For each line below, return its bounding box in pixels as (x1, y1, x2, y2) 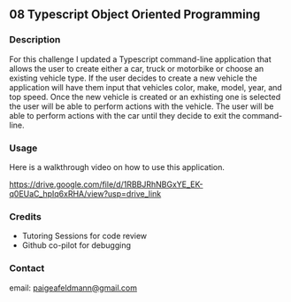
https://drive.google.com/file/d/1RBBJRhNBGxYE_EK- (9, 179, 203, 190)
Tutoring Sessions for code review (21, 230, 148, 242)
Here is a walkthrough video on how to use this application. (9, 161, 226, 172)
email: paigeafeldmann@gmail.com (9, 283, 138, 293)
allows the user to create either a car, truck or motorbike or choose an (9, 63, 264, 74)
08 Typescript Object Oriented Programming (9, 7, 261, 22)
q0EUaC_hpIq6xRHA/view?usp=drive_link (9, 188, 162, 198)
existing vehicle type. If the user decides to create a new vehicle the (9, 73, 258, 83)
